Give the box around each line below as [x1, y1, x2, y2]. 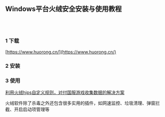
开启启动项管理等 [14, 106, 49, 112]
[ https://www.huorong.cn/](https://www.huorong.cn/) [5, 49, 117, 55]
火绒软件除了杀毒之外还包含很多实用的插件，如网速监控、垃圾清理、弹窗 [5, 100, 155, 106]
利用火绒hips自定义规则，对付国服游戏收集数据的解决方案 [5, 89, 125, 95]
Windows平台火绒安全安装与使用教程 [5, 5, 122, 14]
